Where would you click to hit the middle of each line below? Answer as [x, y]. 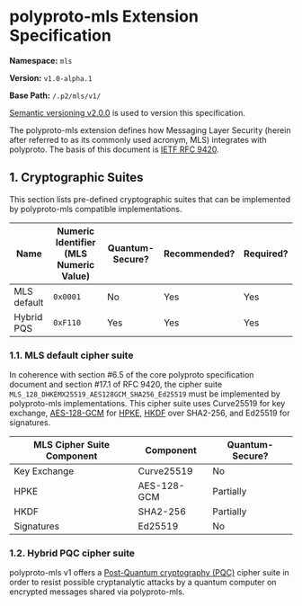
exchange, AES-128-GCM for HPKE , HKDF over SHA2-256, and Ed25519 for [150, 413]
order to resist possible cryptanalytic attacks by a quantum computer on [143, 583]
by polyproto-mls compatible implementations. [96, 209]
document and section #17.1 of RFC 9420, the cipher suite [116, 385]
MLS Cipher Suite [71, 445]
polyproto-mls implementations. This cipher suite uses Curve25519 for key [147, 404]
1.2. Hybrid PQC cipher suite [72, 553]
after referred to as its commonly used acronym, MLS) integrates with [138, 139]
